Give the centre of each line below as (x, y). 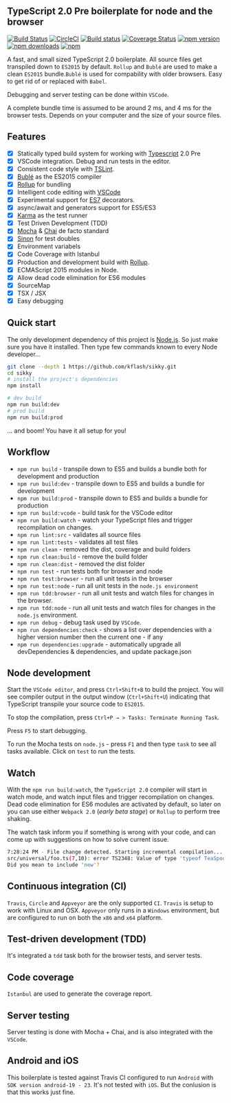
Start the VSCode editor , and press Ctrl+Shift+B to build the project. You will (115, 690)
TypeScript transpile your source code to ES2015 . (76, 704)
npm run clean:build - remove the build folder (82, 556)
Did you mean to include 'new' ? (53, 865)
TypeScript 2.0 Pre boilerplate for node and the (110, 11)
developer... (24, 354)
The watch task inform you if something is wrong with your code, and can (111, 832)
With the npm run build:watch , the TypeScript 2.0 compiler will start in (107, 789)
